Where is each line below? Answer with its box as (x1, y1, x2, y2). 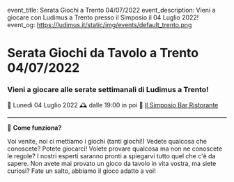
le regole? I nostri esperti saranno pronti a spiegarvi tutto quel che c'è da (7, 152, 216, 160)
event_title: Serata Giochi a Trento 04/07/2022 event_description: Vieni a (7, 6, 216, 14)
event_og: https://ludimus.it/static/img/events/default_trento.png (7, 21, 192, 29)
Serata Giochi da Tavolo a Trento (7, 45, 199, 61)
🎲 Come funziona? (7, 123, 62, 132)
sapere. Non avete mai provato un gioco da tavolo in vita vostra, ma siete (7, 160, 217, 168)
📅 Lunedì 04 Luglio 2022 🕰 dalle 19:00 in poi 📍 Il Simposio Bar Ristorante (7, 101, 219, 109)
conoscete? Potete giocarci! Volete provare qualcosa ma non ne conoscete (7, 144, 223, 153)
